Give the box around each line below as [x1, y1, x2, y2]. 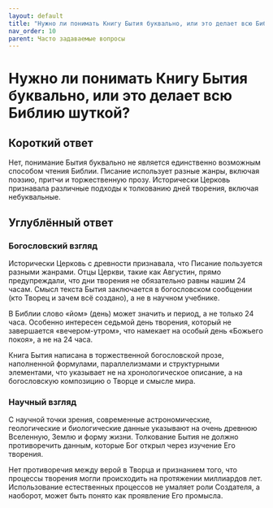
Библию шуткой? [8, 104, 131, 123]
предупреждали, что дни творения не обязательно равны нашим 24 [8, 275, 246, 285]
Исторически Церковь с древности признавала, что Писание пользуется [8, 258, 262, 268]
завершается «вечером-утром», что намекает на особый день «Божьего [8, 325, 264, 335]
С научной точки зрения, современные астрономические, [8, 415, 212, 424]
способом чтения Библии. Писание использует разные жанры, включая [8, 166, 260, 176]
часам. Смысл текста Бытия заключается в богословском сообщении [8, 284, 253, 294]
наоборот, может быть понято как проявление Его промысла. [8, 491, 223, 501]
